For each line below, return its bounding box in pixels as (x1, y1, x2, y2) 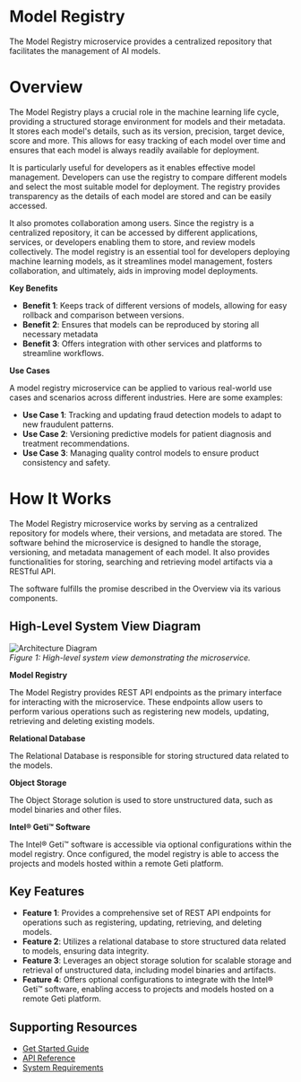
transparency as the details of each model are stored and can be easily (9, 190, 271, 201)
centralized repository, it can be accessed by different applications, (9, 227, 258, 238)
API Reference (21, 1052, 76, 1064)
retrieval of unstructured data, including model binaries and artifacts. (21, 964, 277, 975)
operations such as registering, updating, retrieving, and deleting (21, 917, 262, 928)
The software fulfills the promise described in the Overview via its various (9, 583, 281, 594)
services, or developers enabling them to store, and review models (9, 236, 255, 248)
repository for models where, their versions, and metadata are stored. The (9, 528, 282, 538)
